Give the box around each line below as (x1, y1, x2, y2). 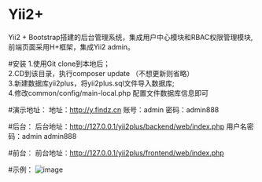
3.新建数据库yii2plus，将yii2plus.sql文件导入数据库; (8, 78, 175, 88)
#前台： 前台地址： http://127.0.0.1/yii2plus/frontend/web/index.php (8, 147, 224, 158)
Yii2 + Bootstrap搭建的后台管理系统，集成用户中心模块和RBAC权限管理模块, (8, 32, 253, 42)
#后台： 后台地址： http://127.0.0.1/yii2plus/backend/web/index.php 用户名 (8, 122, 248, 131)
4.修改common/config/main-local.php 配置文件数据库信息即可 (8, 88, 208, 97)
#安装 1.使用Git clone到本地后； (8, 59, 111, 68)
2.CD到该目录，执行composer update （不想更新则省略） (8, 68, 194, 78)
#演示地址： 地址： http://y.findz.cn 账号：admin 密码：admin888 (8, 104, 220, 115)
